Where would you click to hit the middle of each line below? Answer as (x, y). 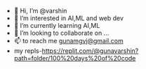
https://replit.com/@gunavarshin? (90, 51)
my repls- (28, 51)
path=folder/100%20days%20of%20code (75, 58)
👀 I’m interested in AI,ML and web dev (69, 18)
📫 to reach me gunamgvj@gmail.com (69, 41)
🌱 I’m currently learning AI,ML (57, 25)
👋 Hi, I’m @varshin (40, 11)
